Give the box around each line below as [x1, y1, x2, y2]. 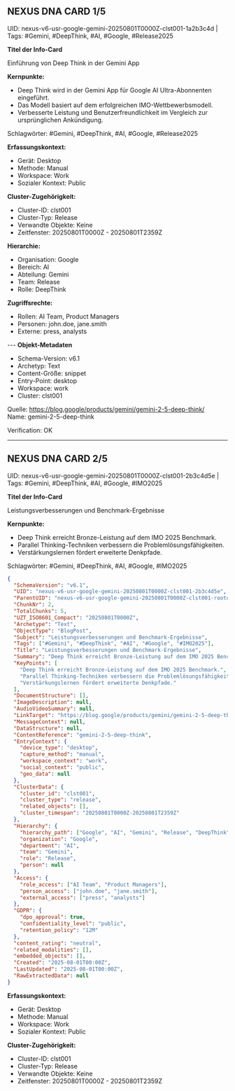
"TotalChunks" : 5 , [13, 608, 68, 615]
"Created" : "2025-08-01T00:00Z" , [13, 959, 111, 966]
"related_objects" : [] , [20, 803, 90, 810]
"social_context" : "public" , [20, 764, 105, 771]
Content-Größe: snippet [17, 369, 86, 377]
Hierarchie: [7, 242, 41, 250]
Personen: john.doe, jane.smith [17, 319, 107, 328]
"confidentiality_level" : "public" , [20, 920, 127, 927]
